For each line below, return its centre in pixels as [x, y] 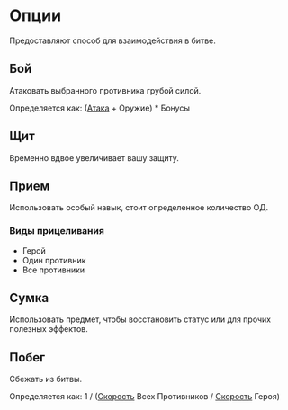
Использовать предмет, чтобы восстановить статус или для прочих [140, 319]
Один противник [54, 260]
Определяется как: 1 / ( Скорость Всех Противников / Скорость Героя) [145, 397]
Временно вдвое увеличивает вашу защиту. [94, 157]
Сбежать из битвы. [46, 379]
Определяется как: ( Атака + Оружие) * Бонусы [100, 108]
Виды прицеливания [57, 231]
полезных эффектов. [49, 329]
